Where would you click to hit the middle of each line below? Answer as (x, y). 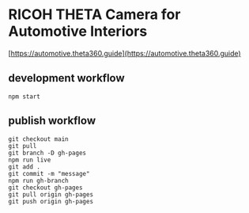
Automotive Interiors (78, 31)
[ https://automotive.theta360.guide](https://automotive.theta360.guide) (124, 53)
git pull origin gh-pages (51, 194)
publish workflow (52, 121)
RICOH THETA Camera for (94, 15)
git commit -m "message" (49, 173)
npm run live (30, 160)
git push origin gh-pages (51, 201)
